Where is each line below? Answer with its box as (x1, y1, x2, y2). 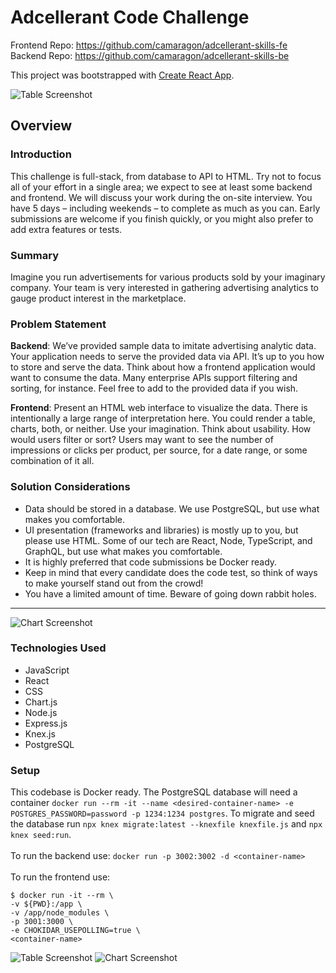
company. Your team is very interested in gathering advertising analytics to (10, 281, 319, 293)
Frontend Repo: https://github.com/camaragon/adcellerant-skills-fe (10, 39, 288, 51)
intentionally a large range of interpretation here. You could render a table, (10, 412, 316, 425)
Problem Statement (10, 317, 107, 331)
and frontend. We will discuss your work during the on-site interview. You (10, 191, 313, 203)
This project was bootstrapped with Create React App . (10, 69, 235, 81)
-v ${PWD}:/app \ (10, 899, 83, 910)
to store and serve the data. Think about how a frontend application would (10, 361, 316, 373)
